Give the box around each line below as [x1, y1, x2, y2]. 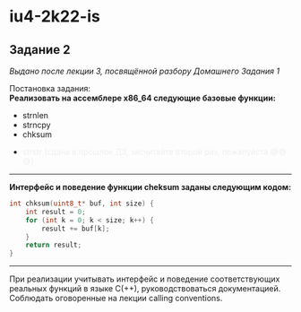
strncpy [21, 119, 51, 130]
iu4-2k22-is [9, 6, 100, 27]
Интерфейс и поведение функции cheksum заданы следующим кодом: [9, 182, 292, 192]
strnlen [21, 110, 49, 120]
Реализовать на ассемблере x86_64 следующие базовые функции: [9, 92, 276, 103]
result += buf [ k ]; [41, 224, 110, 233]
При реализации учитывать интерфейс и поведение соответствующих [9, 273, 280, 284]
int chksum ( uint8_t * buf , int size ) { [9, 199, 154, 208]
